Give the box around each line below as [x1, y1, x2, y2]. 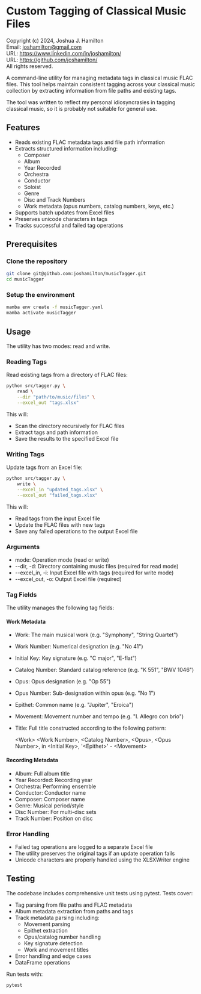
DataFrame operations [14, 958, 70, 966]
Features [6, 122, 40, 133]
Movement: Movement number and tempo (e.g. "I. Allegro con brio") [14, 713, 184, 720]
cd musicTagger [6, 276, 44, 282]
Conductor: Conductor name [14, 789, 86, 796]
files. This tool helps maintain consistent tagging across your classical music [6, 80, 196, 88]
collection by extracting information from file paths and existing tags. [6, 87, 177, 94]
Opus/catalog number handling [23, 933, 101, 940]
